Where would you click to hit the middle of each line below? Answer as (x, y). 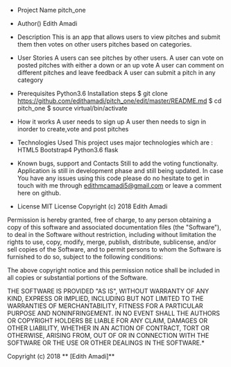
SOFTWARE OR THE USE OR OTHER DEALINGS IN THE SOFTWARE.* (106, 343)
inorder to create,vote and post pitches (73, 129)
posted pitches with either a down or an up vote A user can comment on (120, 65)
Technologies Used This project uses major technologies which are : (115, 142)
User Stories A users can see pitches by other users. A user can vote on (120, 58)
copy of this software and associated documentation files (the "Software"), (114, 227)
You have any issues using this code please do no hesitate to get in (113, 178)
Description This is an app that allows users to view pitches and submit (119, 37)
